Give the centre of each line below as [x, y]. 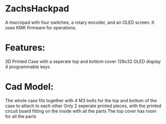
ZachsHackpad [37, 9]
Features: [25, 48]
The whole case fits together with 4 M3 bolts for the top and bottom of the [81, 100]
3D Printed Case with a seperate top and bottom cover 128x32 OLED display [83, 61]
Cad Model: [29, 87]
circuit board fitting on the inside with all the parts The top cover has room [81, 111]
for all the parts [21, 116]
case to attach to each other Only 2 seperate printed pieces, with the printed [83, 106]
